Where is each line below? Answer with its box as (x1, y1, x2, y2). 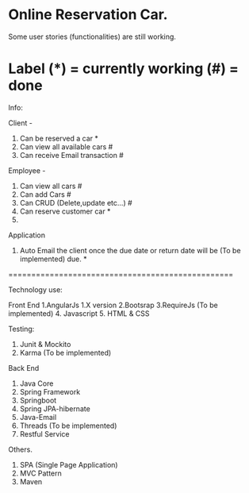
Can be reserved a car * (19, 133, 99, 143)
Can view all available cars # (19, 141, 113, 152)
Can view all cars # (19, 181, 82, 191)
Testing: (8, 324, 35, 333)
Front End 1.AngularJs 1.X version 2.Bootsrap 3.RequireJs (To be (8, 300, 218, 310)
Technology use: (8, 284, 63, 295)
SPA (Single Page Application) (19, 460, 118, 469)
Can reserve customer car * (19, 206, 111, 216)
